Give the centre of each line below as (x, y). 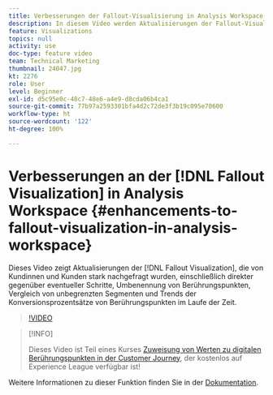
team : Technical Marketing (54, 62)
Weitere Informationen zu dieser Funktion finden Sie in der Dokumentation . (133, 382)
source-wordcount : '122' (50, 122)
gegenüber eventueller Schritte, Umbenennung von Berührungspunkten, (130, 285)
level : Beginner (36, 91)
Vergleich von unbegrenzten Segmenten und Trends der (102, 294)
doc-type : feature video (50, 54)
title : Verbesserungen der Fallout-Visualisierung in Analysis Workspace (136, 16)
